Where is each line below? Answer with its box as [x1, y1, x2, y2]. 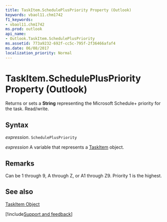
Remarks [5, 159, 35, 168]
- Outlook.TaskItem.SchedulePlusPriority [5, 36, 95, 42]
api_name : [5, 31, 27, 36]
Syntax [5, 120, 29, 129]
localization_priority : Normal [5, 50, 72, 55]
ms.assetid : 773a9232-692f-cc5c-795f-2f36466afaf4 [5, 41, 116, 46]
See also [5, 188, 33, 196]
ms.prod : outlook [5, 27, 43, 32]
